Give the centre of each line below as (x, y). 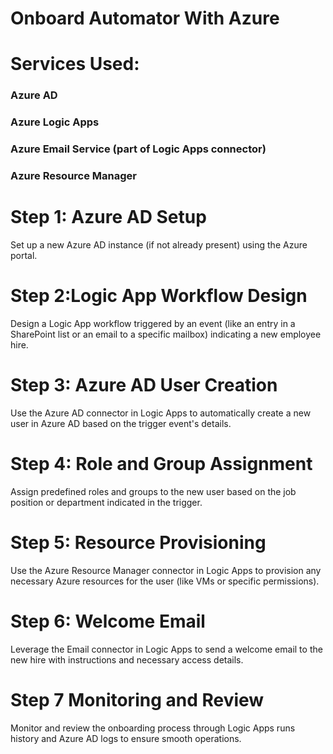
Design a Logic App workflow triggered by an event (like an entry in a (153, 323)
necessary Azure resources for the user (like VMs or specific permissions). (165, 581)
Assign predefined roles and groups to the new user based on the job (153, 491)
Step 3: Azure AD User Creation (144, 385)
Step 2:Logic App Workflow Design (159, 296)
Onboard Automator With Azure (145, 18)
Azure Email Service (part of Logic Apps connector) (138, 149)
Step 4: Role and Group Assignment (161, 464)
